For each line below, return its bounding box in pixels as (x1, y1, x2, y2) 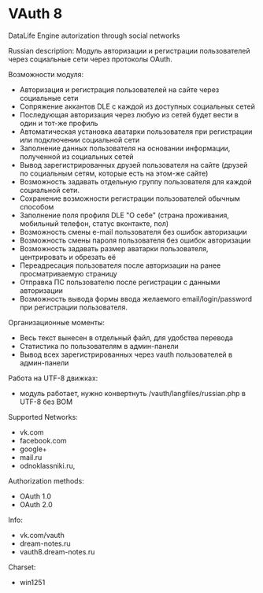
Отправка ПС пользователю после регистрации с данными (19, 277, 220, 287)
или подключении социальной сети (19, 135, 140, 144)
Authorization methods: (8, 476, 84, 485)
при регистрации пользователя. (19, 302, 128, 312)
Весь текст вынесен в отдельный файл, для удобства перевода (19, 332, 234, 343)
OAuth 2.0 (19, 499, 53, 509)
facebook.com (19, 435, 67, 445)
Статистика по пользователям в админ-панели (19, 341, 179, 350)
